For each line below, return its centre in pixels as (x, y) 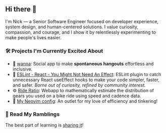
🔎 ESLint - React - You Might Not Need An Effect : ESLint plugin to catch (87, 75)
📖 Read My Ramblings (32, 114)
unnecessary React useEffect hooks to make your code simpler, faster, (86, 80)
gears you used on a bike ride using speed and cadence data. (77, 96)
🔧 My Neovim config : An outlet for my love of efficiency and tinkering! (85, 101)
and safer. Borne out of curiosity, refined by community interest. (79, 85)
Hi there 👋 (21, 9)
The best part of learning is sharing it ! (44, 125)
